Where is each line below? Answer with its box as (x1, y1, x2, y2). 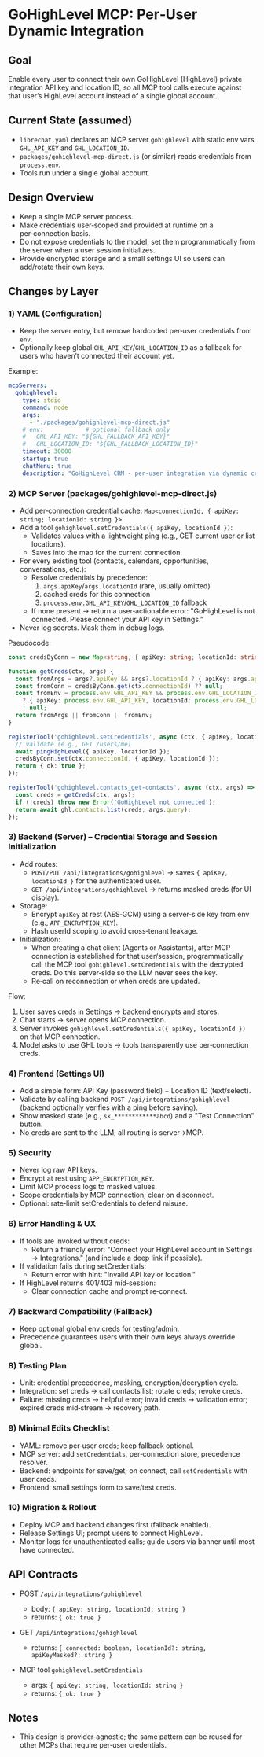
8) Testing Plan (8, 1360, 67, 1371)
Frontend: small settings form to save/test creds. (19, 1483, 177, 1492)
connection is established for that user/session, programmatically (31, 951, 244, 960)
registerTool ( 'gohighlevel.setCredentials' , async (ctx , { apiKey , (8, 733, 234, 741)
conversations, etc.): (19, 564, 86, 573)
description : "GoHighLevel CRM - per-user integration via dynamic (22, 470, 247, 477)
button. (19, 1119, 43, 1129)
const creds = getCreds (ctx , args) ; (15, 790, 135, 799)
